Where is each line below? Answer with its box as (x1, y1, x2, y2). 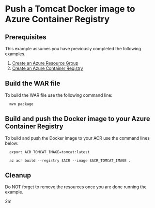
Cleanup (5, 171, 31, 179)
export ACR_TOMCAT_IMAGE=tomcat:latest (9, 149, 90, 154)
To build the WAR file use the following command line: (5, 92, 113, 98)
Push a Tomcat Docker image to (5, 3, 136, 15)
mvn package (9, 102, 34, 106)
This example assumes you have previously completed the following (5, 46, 141, 51)
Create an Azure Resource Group (12, 60, 78, 66)
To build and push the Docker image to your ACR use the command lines (5, 135, 150, 141)
